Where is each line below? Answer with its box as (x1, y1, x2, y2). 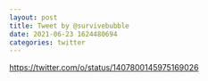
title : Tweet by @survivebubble (9, 21, 129, 30)
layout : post (9, 12, 58, 22)
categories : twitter (9, 37, 87, 47)
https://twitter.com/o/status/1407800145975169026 (9, 62, 199, 73)
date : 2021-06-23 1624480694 (9, 29, 118, 38)
